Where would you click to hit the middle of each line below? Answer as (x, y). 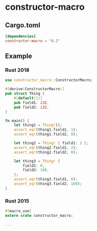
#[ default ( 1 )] (28, 98)
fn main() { (17, 121)
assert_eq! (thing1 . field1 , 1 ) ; (46, 130)
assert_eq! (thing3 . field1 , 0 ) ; (46, 179)
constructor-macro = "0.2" (33, 41)
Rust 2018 (17, 70)
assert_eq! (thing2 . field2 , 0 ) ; (46, 152)
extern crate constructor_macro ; (39, 215)
